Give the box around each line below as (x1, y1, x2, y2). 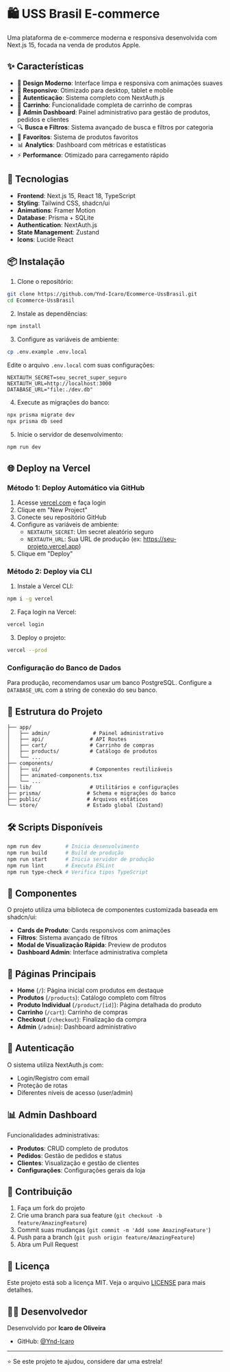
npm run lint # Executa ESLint (7, 862, 115, 869)
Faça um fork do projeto (16, 1204, 86, 1212)
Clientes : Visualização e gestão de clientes (16, 1159, 140, 1167)
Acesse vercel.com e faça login (16, 498, 106, 507)
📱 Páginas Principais (7, 968, 97, 980)
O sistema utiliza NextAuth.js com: (7, 1061, 104, 1069)
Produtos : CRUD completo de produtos (16, 1144, 129, 1153)
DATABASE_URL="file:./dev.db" (7, 386, 94, 393)
